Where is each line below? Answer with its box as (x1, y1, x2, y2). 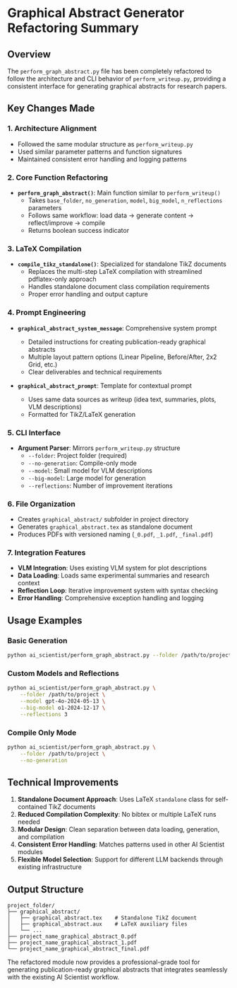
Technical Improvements (7, 776, 119, 788)
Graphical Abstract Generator (7, 5, 185, 21)
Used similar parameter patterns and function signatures (17, 147, 182, 156)
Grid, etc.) (28, 360, 58, 369)
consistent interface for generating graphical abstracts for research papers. (7, 82, 227, 90)
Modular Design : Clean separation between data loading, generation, (17, 825, 220, 834)
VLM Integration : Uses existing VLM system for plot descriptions (17, 564, 207, 573)
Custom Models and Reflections (7, 668, 120, 678)
